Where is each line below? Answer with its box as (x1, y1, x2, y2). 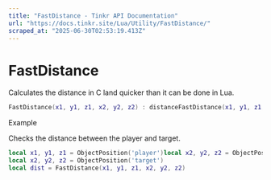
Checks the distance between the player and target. (8, 133, 181, 143)
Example (8, 118, 38, 128)
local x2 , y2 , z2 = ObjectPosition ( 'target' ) (8, 157, 164, 165)
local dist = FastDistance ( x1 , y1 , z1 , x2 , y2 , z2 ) (8, 164, 186, 172)
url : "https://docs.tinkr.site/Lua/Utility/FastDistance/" (8, 19, 211, 27)
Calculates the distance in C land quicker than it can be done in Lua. (8, 88, 235, 97)
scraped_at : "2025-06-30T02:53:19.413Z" (8, 27, 147, 35)
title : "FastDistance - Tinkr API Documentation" (8, 11, 179, 20)
